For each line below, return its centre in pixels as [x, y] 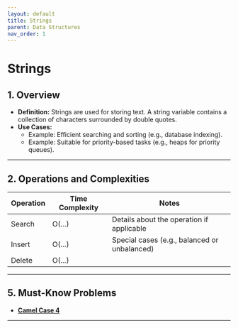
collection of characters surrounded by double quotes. [97, 120]
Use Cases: [35, 127]
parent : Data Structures [44, 27]
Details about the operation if [160, 219]
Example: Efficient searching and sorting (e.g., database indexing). [125, 135]
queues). [41, 150]
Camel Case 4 [39, 310]
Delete [22, 261]
